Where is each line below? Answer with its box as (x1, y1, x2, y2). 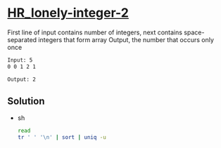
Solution (7, 95, 45, 107)
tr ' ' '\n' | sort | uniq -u (17, 134, 107, 141)
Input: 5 (7, 56, 33, 64)
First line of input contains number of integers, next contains (7, 28, 183, 36)
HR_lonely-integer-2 (7, 5, 129, 21)
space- (184, 28, 205, 36)
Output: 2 (7, 76, 37, 83)
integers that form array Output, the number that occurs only (38, 35, 215, 43)
